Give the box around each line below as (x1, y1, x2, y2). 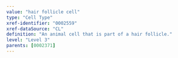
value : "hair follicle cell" (6, 8, 80, 15)
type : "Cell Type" (6, 14, 53, 21)
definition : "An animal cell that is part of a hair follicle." (6, 31, 173, 37)
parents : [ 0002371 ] (6, 43, 56, 49)
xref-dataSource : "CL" (6, 25, 64, 32)
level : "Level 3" (6, 37, 50, 43)
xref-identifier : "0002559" (6, 20, 78, 26)
